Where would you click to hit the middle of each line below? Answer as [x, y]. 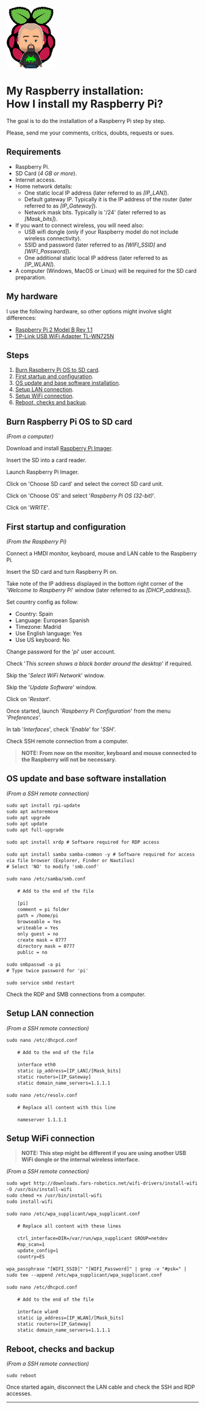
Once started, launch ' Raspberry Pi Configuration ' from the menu [88, 711]
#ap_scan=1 [31, 1245]
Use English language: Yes [49, 633]
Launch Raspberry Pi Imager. [43, 472]
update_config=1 [38, 1251]
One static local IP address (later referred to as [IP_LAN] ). [96, 193]
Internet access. [35, 180]
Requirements [34, 152]
